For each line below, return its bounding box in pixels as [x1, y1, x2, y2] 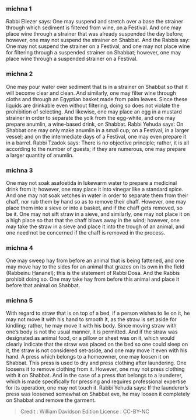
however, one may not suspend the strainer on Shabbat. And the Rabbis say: [6, 37, 190, 44]
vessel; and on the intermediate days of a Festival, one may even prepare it [6, 133, 187, 140]
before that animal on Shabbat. [6, 282, 80, 289]
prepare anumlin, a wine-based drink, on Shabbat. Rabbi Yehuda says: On [6, 121, 184, 128]
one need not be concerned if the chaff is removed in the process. [6, 229, 166, 236]
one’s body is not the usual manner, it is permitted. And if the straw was [6, 328, 178, 335]
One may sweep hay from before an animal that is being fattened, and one [6, 257, 185, 264]
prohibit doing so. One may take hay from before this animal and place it [6, 276, 180, 283]
